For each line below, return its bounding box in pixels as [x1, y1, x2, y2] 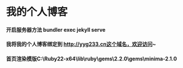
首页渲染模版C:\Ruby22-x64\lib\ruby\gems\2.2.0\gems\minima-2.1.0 [6, 55, 177, 62]
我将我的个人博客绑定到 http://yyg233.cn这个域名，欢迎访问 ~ [6, 40, 156, 47]
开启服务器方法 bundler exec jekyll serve [6, 26, 106, 33]
